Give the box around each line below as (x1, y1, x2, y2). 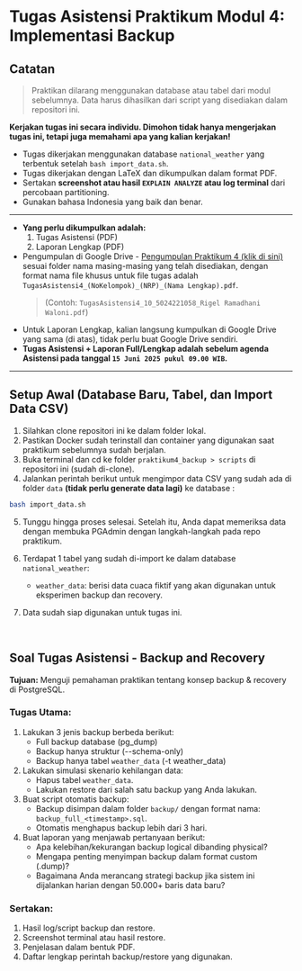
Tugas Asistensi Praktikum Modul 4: (9, 6, 286, 27)
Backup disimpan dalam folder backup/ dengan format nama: (35, 803, 261, 814)
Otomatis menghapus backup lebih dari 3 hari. (35, 822, 208, 833)
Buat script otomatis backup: (22, 794, 129, 805)
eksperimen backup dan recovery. (35, 589, 164, 600)
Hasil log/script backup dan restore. (22, 922, 155, 933)
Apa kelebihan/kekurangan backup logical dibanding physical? (35, 841, 268, 852)
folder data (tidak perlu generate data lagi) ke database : (22, 482, 235, 493)
